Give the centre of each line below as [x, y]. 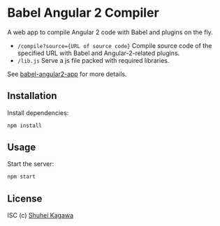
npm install [24, 126]
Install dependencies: [38, 112]
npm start [22, 177]
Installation [32, 96]
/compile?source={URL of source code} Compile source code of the [115, 45]
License [25, 198]
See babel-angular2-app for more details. [67, 74]
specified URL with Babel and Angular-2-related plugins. [98, 53]
